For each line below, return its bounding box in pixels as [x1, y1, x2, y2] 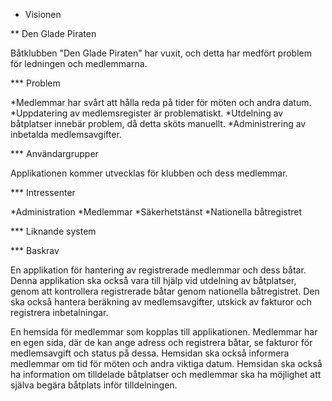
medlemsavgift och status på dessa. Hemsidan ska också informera [10, 347, 290, 359]
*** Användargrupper [10, 148, 99, 159]
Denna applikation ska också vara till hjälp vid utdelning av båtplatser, [10, 275, 297, 286]
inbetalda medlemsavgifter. [10, 129, 122, 140]
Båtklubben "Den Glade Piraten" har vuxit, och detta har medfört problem [10, 47, 312, 59]
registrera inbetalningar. [10, 307, 109, 318]
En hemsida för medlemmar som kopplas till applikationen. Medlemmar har [10, 326, 318, 338]
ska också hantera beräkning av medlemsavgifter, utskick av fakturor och [10, 296, 312, 308]
